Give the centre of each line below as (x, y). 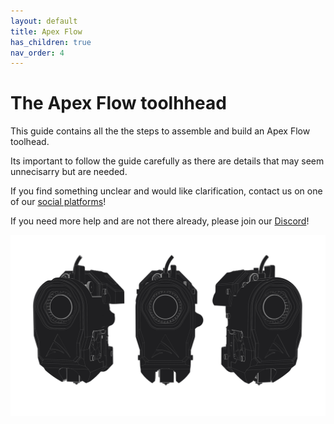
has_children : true (51, 42)
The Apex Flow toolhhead (118, 103)
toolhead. (30, 142)
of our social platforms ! (58, 202)
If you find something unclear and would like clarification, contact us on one (166, 191)
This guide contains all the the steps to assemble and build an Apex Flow (160, 131)
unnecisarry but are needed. (69, 172)
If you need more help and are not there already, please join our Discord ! (160, 221)
